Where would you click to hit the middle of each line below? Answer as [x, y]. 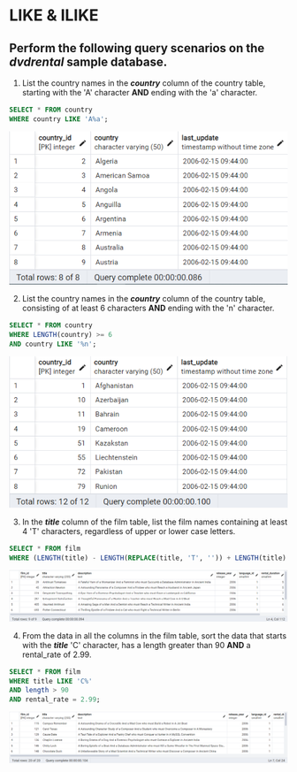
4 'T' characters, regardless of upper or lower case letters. [129, 531]
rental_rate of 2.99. [57, 654]
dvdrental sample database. [88, 61]
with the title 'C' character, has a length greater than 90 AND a [136, 645]
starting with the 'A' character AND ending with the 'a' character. [140, 92]
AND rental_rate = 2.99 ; [55, 699]
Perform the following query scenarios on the [137, 48]
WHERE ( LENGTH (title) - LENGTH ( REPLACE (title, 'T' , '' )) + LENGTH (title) [148, 558]
